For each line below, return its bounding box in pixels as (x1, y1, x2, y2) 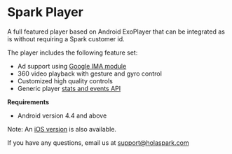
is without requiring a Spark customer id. (7, 34, 125, 43)
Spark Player (7, 4, 84, 20)
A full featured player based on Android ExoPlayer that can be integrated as (7, 27, 226, 36)
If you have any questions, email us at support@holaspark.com (7, 138, 189, 147)
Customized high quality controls (17, 76, 114, 85)
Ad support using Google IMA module (17, 62, 127, 70)
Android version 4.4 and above (17, 111, 107, 120)
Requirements (7, 97, 50, 106)
